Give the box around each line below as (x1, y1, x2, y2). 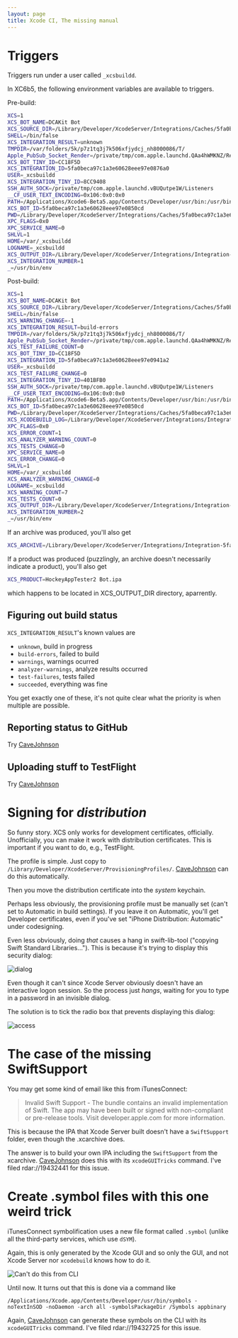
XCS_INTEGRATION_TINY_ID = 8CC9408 (7, 178, 106, 185)
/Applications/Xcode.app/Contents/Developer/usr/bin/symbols (7, 1298, 192, 1305)
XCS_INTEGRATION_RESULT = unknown (7, 138, 103, 146)
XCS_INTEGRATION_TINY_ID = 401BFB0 (7, 376, 106, 384)
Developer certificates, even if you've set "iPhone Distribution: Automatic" (7, 915, 224, 923)
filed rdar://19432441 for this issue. (7, 1164, 110, 1173)
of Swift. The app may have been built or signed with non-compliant (24, 1106, 224, 1115)
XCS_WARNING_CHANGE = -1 (7, 317, 74, 324)
